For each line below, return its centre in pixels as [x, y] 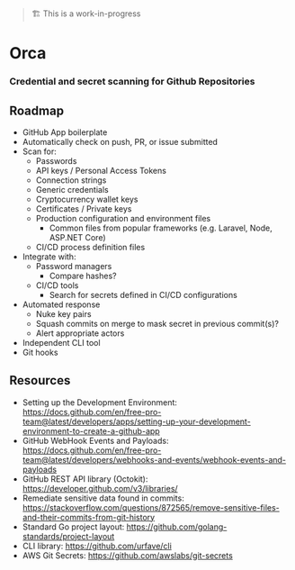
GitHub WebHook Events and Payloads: [95, 440]
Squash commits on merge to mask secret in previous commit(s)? [157, 323]
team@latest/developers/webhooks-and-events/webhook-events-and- [154, 459]
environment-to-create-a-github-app [91, 430]
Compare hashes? [83, 276]
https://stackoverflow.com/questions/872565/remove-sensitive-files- [151, 507]
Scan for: [39, 151]
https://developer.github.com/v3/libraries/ [100, 488]
